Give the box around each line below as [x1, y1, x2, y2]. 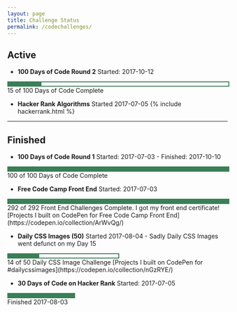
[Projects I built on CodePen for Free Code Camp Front [7, 211, 165, 219]
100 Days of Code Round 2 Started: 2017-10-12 [17, 68, 155, 76]
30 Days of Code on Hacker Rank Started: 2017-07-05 [17, 279, 176, 287]
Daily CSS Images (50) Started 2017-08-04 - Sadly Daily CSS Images [17, 232, 219, 240]
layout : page [7, 10, 45, 17]
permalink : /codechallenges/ [7, 23, 92, 30]
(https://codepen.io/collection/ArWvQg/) [7, 218, 124, 227]
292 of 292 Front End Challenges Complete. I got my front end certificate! [7, 204, 220, 211]
